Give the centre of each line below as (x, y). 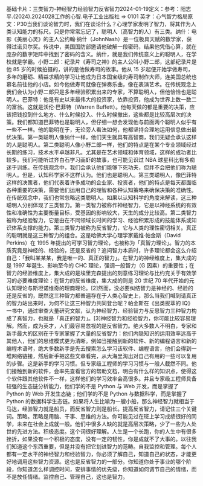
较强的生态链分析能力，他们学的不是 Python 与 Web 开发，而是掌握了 (93, 386)
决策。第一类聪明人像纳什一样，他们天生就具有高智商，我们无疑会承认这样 (104, 137)
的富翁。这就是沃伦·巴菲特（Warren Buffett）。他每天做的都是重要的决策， (98, 107)
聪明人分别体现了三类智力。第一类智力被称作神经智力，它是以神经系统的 (96, 205)
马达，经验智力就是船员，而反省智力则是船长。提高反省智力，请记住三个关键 (101, 409)
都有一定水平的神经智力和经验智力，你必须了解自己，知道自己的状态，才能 (99, 454)
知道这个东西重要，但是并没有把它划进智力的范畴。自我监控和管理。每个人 (104, 446)
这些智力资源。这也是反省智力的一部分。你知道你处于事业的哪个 (106, 462)
